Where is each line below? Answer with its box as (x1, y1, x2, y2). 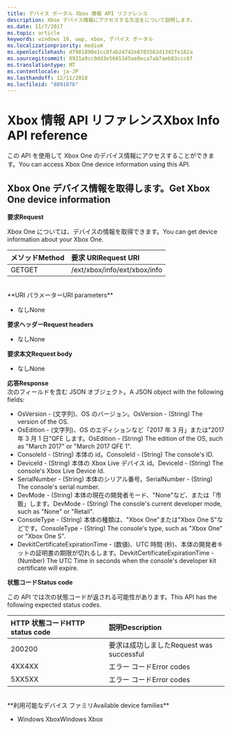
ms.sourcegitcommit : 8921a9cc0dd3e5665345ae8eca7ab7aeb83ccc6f (7, 55, 193, 62)
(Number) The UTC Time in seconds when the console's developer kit (17, 557, 217, 565)
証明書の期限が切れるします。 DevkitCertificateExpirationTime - (35, 549, 215, 557)
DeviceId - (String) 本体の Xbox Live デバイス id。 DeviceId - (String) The (17, 459, 224, 467)
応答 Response (7, 379, 49, 387)
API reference (7, 128, 88, 144)
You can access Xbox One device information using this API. (18, 160, 191, 169)
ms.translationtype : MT (7, 61, 76, 68)
